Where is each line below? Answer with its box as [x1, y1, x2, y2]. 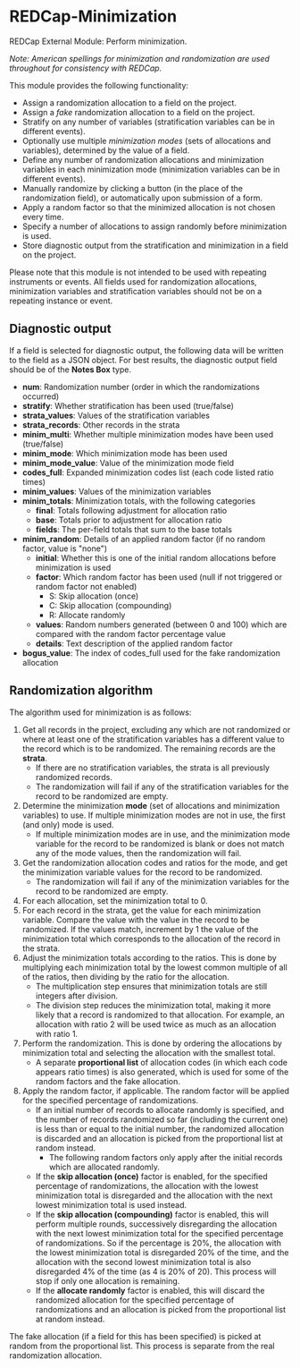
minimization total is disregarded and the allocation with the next [35, 1190, 273, 1201]
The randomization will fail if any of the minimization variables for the [35, 876, 290, 887]
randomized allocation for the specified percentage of [35, 1295, 235, 1305]
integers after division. [35, 990, 119, 1001]
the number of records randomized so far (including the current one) [35, 1114, 288, 1125]
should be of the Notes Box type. [9, 364, 132, 375]
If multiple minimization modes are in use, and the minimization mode [35, 828, 291, 839]
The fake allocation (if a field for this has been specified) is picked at [9, 1330, 262, 1341]
